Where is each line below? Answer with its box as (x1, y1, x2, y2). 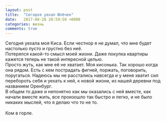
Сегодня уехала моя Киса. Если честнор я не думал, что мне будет (5, 40, 152, 46)
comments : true (5, 26, 38, 31)
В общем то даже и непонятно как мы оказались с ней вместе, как (5, 89, 151, 95)
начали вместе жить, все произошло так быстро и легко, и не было (5, 94, 152, 100)
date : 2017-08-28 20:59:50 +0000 (5, 17, 81, 22)
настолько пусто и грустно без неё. (5, 46, 83, 52)
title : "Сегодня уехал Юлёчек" (5, 12, 74, 17)
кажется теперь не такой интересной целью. (5, 56, 103, 62)
